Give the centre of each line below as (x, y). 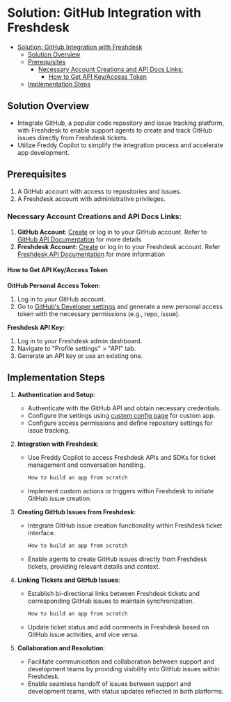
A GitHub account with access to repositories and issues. (99, 191)
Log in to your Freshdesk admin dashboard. (80, 341)
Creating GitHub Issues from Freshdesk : (77, 511)
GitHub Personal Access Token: (54, 286)
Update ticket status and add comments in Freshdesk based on (118, 627)
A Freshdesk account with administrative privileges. (91, 199)
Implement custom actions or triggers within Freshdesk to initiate (121, 491)
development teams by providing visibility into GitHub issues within (124, 669)
